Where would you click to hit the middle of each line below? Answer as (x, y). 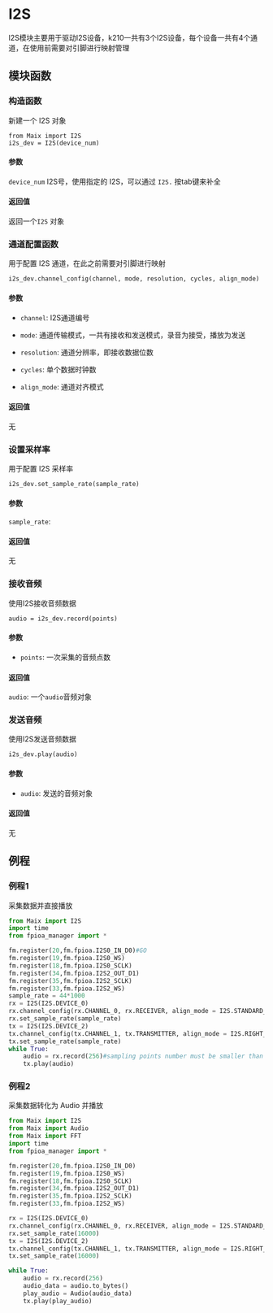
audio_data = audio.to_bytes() (76, 1286)
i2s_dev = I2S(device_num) (54, 143)
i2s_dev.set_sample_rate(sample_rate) (74, 485)
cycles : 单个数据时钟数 (58, 369)
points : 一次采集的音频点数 (65, 657)
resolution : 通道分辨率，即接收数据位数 (87, 352)
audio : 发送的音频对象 (56, 793)
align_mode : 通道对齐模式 (62, 386)
